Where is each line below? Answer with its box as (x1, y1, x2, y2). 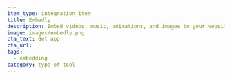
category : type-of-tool (7, 61, 76, 68)
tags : (7, 49, 23, 56)
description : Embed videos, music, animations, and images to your (7, 23, 206, 30)
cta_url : (7, 42, 32, 49)
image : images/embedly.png (7, 29, 85, 36)
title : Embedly (7, 16, 51, 23)
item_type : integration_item (7, 10, 91, 17)
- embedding (13, 55, 48, 62)
